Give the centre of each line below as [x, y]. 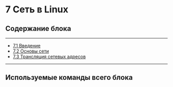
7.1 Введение [27, 46]
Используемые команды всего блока [69, 77]
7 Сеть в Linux [37, 10]
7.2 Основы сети [31, 51]
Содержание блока [38, 29]
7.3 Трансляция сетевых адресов [49, 57]
